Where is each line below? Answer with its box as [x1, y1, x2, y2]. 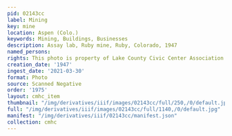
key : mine [7, 23, 36, 30]
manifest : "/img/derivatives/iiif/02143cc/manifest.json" [7, 112, 177, 119]
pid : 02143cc [7, 10, 45, 17]
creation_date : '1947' [7, 61, 72, 68]
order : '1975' [7, 87, 48, 93]
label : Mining [7, 16, 48, 23]
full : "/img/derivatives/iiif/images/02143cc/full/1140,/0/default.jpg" [7, 106, 221, 113]
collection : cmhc [7, 118, 57, 126]
